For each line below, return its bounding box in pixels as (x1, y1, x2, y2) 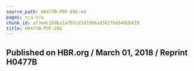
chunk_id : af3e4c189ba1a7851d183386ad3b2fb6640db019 (6, 20, 140, 26)
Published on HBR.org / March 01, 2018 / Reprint (6, 47, 188, 57)
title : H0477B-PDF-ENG (6, 25, 62, 32)
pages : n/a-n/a (6, 14, 44, 20)
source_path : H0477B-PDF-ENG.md (6, 8, 86, 15)
